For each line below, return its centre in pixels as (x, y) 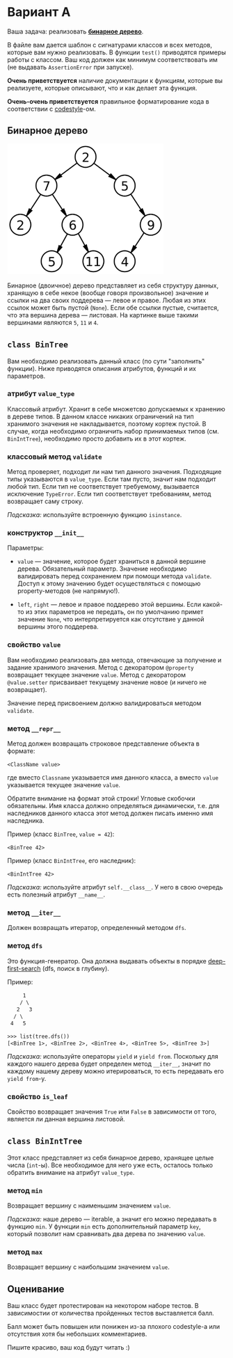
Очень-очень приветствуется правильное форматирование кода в (109, 101)
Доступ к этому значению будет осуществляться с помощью (109, 584)
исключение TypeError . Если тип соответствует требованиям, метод (109, 494)
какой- (213, 605)
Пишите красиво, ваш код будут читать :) (69, 1348)
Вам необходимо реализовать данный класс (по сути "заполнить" (106, 361)
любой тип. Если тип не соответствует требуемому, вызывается (103, 487)
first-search (24, 968)
